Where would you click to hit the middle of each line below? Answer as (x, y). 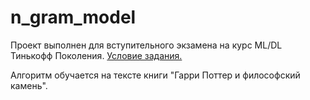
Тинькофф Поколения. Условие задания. (96, 55)
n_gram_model (73, 17)
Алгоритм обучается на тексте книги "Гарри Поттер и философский (155, 75)
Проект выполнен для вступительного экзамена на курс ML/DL (146, 45)
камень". (29, 85)
